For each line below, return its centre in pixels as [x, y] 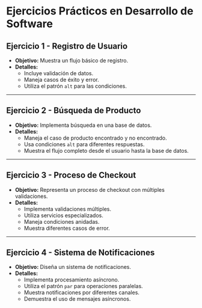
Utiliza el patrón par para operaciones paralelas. [83, 286]
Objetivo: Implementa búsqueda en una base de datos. [83, 125]
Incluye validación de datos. [59, 73]
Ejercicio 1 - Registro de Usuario [67, 46]
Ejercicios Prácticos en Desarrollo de [100, 11]
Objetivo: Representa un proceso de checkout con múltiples [90, 189]
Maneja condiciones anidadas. [62, 221]
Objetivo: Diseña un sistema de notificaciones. [73, 267]
